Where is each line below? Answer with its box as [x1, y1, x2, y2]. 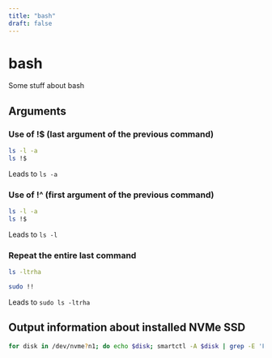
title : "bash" [8, 11, 57, 20]
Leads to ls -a [8, 169, 58, 179]
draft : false [8, 19, 53, 27]
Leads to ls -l [8, 230, 58, 239]
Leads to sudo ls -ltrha [8, 297, 91, 307]
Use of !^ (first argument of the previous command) [8, 189, 215, 200]
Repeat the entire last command [8, 250, 137, 261]
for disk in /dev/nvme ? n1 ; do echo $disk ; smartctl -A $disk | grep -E [8, 342, 256, 350]
